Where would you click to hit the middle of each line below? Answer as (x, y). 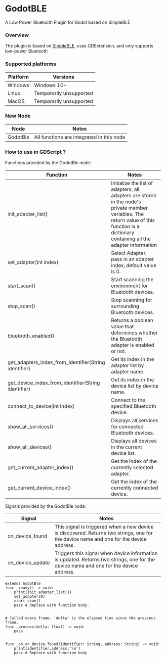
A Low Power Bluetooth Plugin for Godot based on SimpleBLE (68, 22)
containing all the (131, 239)
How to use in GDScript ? (35, 152)
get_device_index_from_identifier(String (54, 383)
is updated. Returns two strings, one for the (105, 560)
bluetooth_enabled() (31, 336)
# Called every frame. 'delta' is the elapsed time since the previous (80, 618)
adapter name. (128, 372)
